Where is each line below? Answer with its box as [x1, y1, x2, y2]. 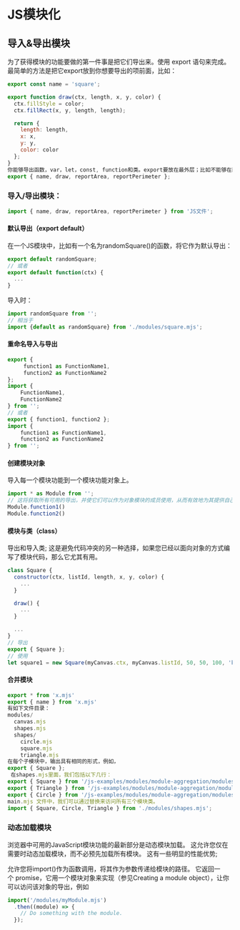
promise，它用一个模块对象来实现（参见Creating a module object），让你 [15, 873, 230, 882]
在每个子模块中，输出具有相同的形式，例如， [7, 758, 119, 765]
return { [14, 119, 40, 127]
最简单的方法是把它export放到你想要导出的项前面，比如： [7, 66, 177, 75]
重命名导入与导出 [7, 340, 58, 349]
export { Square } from [7, 778, 79, 786]
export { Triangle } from [7, 784, 84, 791]
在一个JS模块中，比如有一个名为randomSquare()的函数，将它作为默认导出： [7, 241, 232, 250]
